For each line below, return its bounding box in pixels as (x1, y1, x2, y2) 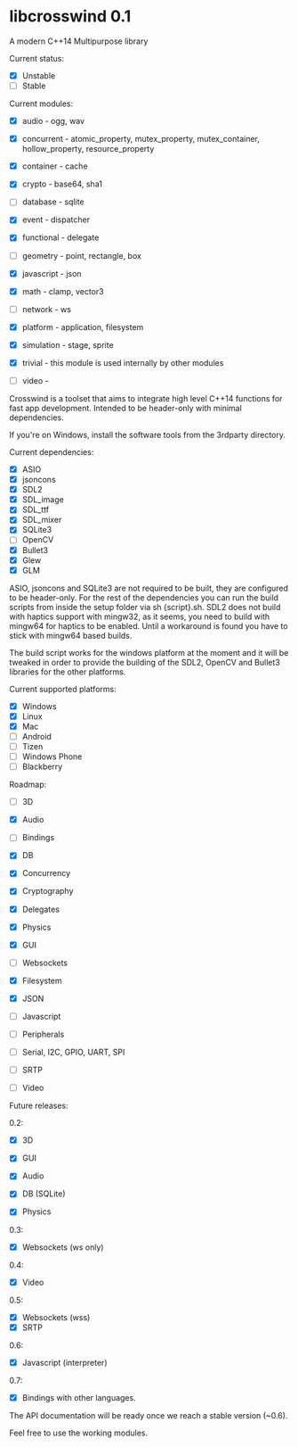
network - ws (21, 303, 71, 314)
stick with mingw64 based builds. (9, 630, 133, 641)
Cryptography (21, 886, 74, 897)
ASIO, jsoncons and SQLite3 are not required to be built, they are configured (9, 583, 289, 593)
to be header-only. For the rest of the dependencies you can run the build (9, 591, 278, 603)
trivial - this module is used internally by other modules (21, 357, 224, 368)
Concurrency (21, 868, 71, 879)
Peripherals (21, 1029, 65, 1039)
